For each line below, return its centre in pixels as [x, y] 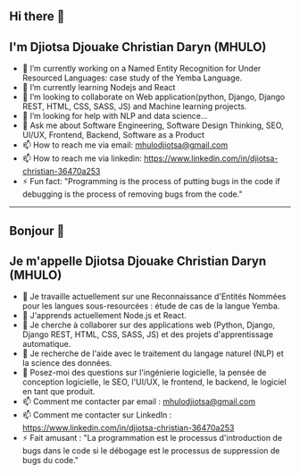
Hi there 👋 [37, 17]
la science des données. [67, 363]
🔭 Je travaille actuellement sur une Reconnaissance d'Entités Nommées [154, 297]
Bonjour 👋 [37, 230]
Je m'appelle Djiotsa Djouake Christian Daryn [138, 261]
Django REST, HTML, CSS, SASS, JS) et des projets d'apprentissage [148, 334]
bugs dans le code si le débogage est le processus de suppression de [151, 451]
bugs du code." [50, 461]
